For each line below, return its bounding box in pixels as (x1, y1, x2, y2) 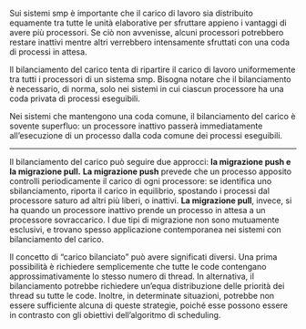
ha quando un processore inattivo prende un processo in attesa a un (9, 205, 266, 215)
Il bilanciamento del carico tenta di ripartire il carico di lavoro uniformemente (9, 64, 296, 75)
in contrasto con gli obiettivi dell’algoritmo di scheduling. (9, 310, 221, 320)
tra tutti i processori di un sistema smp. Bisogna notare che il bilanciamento (9, 74, 291, 85)
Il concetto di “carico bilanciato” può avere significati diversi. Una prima (9, 252, 278, 262)
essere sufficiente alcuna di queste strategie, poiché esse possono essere (9, 300, 289, 311)
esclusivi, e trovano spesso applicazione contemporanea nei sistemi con (9, 224, 282, 235)
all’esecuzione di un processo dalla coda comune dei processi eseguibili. (9, 130, 283, 140)
